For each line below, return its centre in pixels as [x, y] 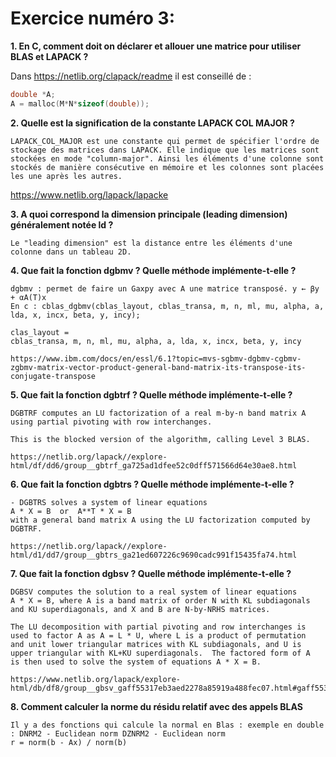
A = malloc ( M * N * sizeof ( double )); [80, 103]
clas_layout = [40, 332]
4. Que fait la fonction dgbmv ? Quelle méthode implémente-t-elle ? [153, 270]
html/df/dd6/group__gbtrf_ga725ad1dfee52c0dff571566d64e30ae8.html [154, 465]
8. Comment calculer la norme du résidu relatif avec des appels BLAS [156, 706]
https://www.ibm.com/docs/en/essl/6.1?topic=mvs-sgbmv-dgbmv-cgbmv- [156, 358]
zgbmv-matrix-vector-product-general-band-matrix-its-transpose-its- [158, 367]
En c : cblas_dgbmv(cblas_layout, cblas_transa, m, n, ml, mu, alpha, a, [167, 306]
